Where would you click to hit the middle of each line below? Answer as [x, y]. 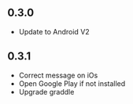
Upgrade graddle [46, 91]
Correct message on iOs [58, 75]
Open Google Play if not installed [72, 83]
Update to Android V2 [54, 31]
